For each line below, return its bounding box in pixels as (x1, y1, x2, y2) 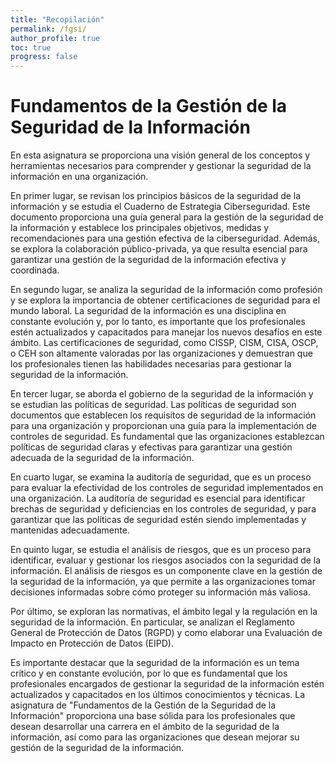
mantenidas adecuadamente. (10, 524, 130, 536)
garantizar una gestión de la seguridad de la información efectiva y (10, 254, 287, 266)
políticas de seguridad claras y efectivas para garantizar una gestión (10, 441, 293, 453)
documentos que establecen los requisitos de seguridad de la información (10, 409, 317, 421)
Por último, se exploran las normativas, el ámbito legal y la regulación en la (10, 606, 318, 618)
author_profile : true (10, 33, 101, 43)
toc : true (10, 42, 52, 53)
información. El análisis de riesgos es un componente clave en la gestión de (10, 565, 323, 577)
